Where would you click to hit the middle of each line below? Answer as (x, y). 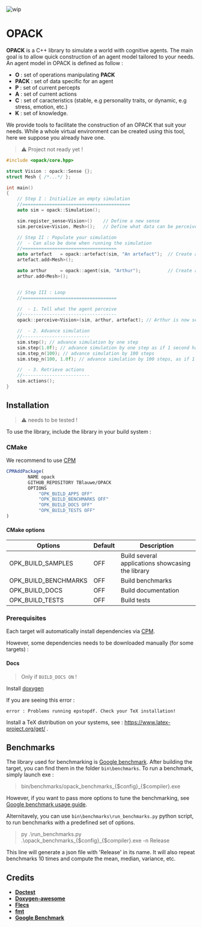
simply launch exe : (30, 775)
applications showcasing (156, 563)
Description (157, 546)
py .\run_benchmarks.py (51, 834)
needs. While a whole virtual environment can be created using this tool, (96, 131)
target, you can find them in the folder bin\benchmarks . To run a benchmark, (100, 769)
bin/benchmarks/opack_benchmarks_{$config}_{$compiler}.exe (100, 787)
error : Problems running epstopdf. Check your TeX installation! (91, 711)
